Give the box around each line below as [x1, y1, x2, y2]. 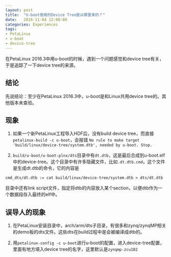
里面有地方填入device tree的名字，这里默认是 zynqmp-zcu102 [12, 246, 138, 252]
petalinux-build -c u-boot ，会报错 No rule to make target [12, 137, 140, 143]
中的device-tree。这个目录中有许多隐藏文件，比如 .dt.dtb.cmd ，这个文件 [12, 159, 165, 165]
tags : [5, 27, 17, 32]
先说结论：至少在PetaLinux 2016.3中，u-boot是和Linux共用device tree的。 [5, 93, 162, 99]
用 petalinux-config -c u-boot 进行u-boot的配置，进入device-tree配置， [12, 240, 165, 246]
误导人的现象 [5, 208, 46, 216]
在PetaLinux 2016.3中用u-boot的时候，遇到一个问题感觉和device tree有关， [5, 55, 164, 62]
